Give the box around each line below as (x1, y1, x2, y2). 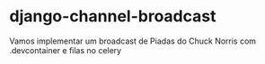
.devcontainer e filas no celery (9, 44, 122, 55)
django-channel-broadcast (9, 6, 216, 27)
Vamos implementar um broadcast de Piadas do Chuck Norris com (9, 36, 257, 46)
